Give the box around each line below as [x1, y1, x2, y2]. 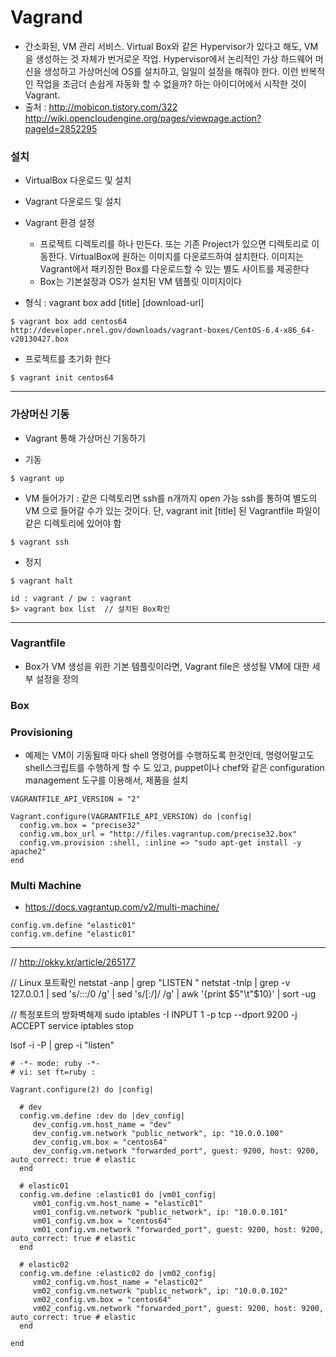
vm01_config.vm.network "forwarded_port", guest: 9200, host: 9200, [32, 1225, 325, 1235]
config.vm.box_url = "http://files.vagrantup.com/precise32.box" [19, 829, 298, 840]
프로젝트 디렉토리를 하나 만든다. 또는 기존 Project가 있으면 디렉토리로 [39, 238, 310, 250]
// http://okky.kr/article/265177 [10, 956, 136, 968]
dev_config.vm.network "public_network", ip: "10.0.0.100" [32, 1129, 284, 1139]
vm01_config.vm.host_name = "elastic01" [32, 1199, 203, 1209]
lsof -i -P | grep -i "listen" [10, 1039, 115, 1051]
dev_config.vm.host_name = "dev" [32, 1120, 172, 1130]
